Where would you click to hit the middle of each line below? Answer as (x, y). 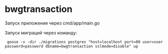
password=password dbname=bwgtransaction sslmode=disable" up (71, 46)
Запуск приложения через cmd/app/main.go (52, 23)
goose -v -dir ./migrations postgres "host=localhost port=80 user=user (85, 42)
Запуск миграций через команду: (41, 32)
